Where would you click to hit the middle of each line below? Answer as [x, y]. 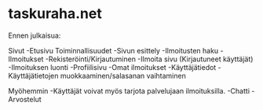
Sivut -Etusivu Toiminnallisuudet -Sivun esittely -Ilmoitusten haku [113, 50]
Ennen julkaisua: [35, 35]
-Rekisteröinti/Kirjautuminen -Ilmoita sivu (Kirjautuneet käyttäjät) [149, 59]
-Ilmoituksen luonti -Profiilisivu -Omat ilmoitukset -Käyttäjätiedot [112, 67]
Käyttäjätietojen [33, 75]
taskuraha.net [55, 14]
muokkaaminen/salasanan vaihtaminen [123, 75]
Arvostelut [25, 99]
